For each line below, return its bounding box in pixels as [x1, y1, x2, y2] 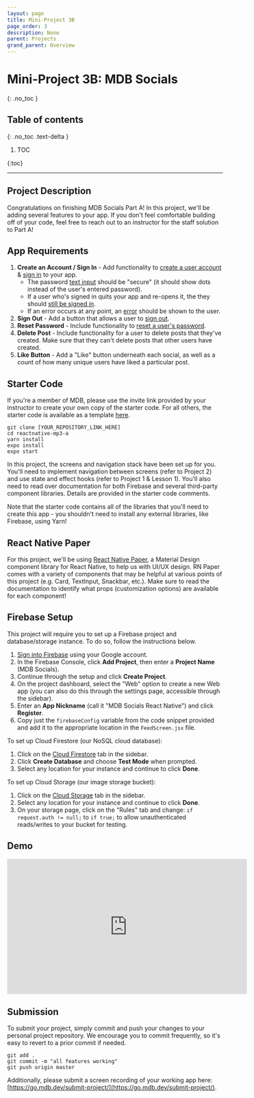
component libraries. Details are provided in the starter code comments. [7, 489, 210, 498]
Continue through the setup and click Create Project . [16, 672, 168, 680]
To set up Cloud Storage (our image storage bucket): [7, 778, 156, 786]
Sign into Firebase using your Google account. [16, 650, 149, 659]
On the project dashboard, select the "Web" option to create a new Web [16, 679, 220, 688]
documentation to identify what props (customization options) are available [7, 585, 219, 592]
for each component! [7, 592, 66, 600]
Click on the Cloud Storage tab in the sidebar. [16, 791, 146, 799]
